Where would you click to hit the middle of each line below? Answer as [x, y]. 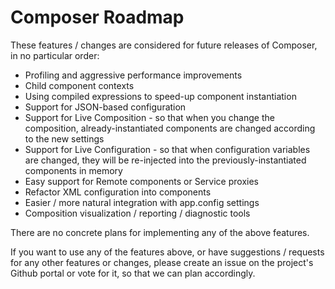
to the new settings [64, 138]
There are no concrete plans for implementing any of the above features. [160, 232]
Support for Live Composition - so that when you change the [149, 117]
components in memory [73, 170]
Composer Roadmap [97, 17]
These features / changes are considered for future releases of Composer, [164, 45]
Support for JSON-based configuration [105, 107]
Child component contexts [79, 85]
